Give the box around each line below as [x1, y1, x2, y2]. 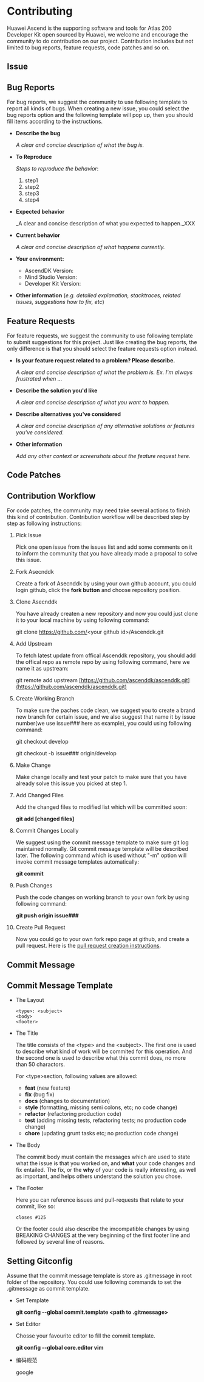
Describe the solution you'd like [15, 387, 98, 394]
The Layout [15, 996, 44, 1004]
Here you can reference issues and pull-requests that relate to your [15, 1196, 185, 1204]
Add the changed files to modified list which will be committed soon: [15, 803, 188, 811]
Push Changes [15, 882, 53, 889]
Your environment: [15, 255, 64, 263]
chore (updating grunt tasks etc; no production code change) [24, 1130, 178, 1137]
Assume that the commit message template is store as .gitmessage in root [7, 1272, 192, 1280]
